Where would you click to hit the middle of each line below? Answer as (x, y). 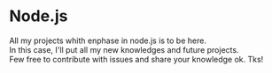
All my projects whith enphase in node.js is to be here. (108, 40)
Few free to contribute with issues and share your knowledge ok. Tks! (136, 59)
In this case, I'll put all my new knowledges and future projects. (124, 49)
